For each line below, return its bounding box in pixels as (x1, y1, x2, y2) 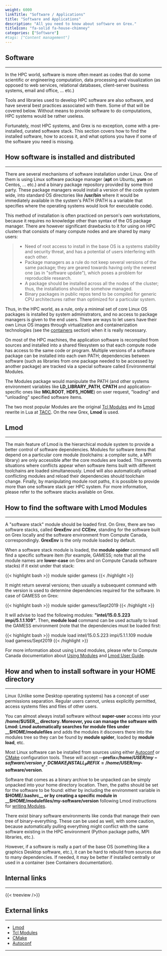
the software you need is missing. (5, 138, 75, 145)
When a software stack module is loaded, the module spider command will (5, 547, 159, 553)
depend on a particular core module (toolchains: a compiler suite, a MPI (5, 452, 152, 458)
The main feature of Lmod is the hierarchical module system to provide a (5, 441, 154, 447)
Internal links (5, 874, 46, 883)
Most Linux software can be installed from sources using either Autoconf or (5, 749, 160, 755)
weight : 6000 (5, 7, 32, 12)
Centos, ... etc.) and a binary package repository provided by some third (5, 182, 153, 188)
